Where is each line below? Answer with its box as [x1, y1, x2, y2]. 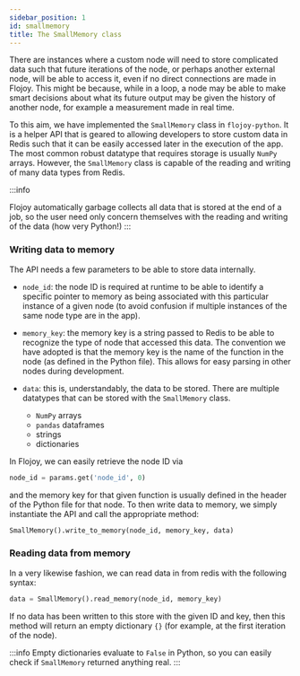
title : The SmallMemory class [9, 30, 123, 39]
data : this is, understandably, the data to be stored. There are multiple [21, 382, 280, 393]
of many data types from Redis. [9, 167, 125, 178]
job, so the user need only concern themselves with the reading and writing [9, 212, 288, 223]
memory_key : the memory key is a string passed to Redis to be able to [21, 327, 275, 338]
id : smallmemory [9, 22, 70, 31]
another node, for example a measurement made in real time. [9, 102, 235, 113]
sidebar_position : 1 [9, 13, 87, 22]
